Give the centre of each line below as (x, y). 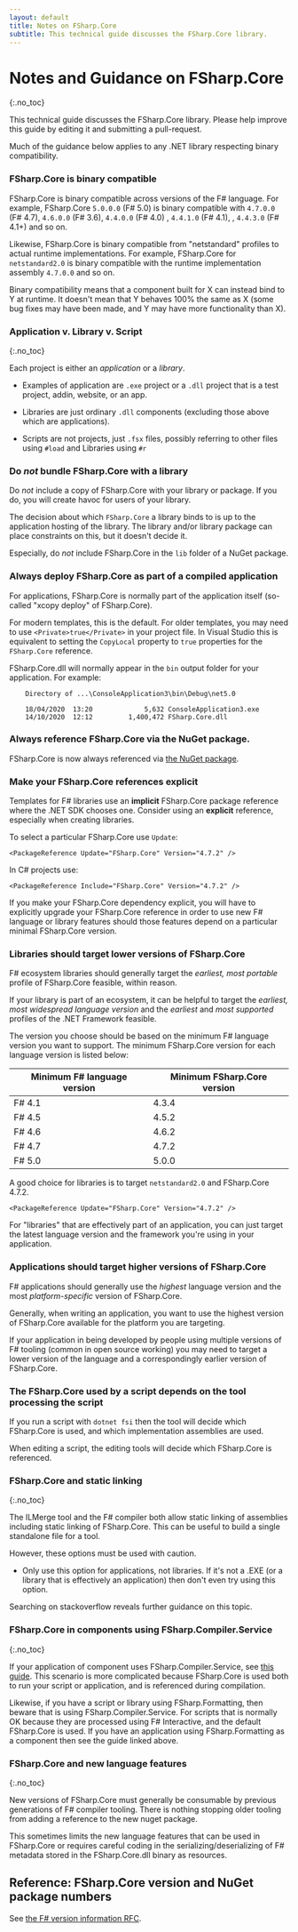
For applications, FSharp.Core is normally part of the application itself (136, 596)
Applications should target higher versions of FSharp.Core (138, 1267)
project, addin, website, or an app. (85, 394)
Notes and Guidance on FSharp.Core (146, 78)
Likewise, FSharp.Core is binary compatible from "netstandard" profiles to (144, 244)
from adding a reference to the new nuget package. (103, 1818)
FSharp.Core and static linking (76, 1480)
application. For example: (55, 677)
